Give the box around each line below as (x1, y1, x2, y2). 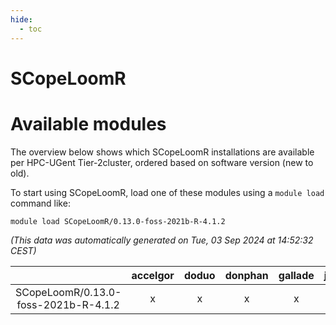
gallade (278, 268, 315, 282)
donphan (224, 268, 269, 282)
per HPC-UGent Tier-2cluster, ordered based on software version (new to (10, 156, 314, 168)
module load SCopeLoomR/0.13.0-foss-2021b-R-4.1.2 (10, 216, 226, 226)
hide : (10, 14, 33, 25)
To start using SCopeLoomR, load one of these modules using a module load (10, 186, 325, 198)
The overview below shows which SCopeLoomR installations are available (10, 146, 315, 158)
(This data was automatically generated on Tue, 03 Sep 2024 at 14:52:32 (10, 234, 314, 246)
